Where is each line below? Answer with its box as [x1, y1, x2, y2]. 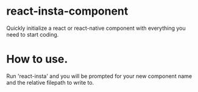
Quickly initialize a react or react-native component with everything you [6, 24, 186, 32]
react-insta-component [6, 4, 129, 18]
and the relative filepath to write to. [6, 79, 94, 86]
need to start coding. [6, 30, 59, 38]
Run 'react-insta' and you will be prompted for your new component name [6, 72, 193, 80]
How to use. [6, 52, 68, 66]
